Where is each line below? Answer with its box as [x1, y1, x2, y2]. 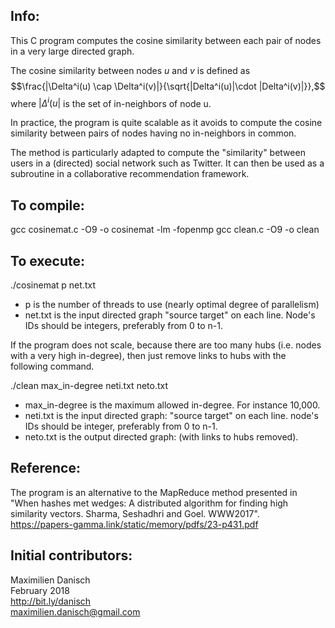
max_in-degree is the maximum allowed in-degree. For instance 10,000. [24, 399, 321, 411]
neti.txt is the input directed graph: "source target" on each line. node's [24, 410, 319, 422]
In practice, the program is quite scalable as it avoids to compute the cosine [10, 117, 323, 129]
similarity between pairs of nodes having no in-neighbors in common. [10, 127, 297, 139]
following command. [10, 360, 95, 373]
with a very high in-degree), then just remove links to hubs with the [10, 350, 287, 362]
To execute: [10, 252, 86, 269]
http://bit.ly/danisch [10, 595, 92, 607]
